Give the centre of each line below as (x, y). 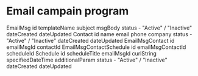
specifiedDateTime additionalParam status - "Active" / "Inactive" (87, 60)
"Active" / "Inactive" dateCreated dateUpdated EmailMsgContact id (90, 40)
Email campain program (68, 11)
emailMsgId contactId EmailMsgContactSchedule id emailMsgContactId (96, 47)
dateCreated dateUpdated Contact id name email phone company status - (99, 34)
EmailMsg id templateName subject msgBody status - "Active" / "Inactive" (99, 28)
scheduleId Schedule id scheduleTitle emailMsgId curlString (82, 53)
